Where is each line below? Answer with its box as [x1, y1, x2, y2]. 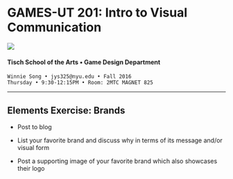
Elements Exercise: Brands [7, 104, 126, 116]
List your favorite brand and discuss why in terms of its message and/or [17, 136, 223, 144]
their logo [17, 164, 45, 172]
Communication [7, 19, 102, 35]
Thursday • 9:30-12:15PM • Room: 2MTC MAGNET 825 [7, 79, 154, 86]
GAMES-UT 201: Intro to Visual [7, 5, 188, 21]
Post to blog [17, 122, 52, 131]
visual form [17, 143, 50, 151]
